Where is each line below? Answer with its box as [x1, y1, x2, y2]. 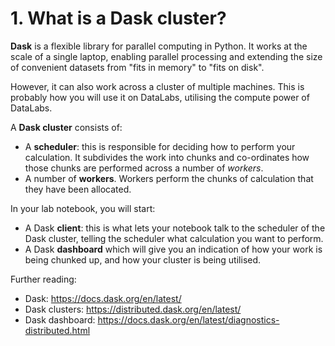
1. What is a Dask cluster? [10, 7, 227, 30]
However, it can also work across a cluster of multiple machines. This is [10, 80, 305, 92]
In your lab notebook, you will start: [10, 202, 156, 214]
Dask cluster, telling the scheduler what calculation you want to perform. [24, 232, 324, 244]
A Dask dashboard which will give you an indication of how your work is [24, 243, 323, 255]
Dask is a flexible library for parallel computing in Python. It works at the [10, 40, 308, 52]
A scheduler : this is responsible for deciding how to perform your [24, 140, 296, 152]
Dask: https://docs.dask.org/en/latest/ [24, 292, 182, 304]
